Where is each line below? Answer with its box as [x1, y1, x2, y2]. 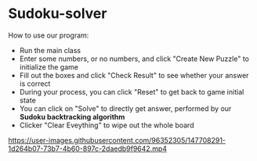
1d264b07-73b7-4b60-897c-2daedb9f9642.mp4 [8, 144, 167, 153]
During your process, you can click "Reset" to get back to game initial [19, 87, 244, 96]
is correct [19, 79, 51, 88]
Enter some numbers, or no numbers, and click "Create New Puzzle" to [19, 54, 249, 63]
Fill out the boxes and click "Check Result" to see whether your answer [19, 70, 249, 80]
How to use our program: [8, 30, 89, 40]
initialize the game [19, 62, 78, 71]
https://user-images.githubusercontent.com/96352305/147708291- [8, 135, 226, 145]
